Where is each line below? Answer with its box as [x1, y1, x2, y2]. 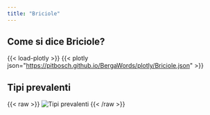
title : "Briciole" [7, 10, 60, 17]
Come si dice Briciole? [7, 36, 105, 48]
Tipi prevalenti [7, 81, 71, 94]
